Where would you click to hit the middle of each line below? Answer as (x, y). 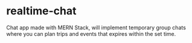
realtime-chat (41, 11)
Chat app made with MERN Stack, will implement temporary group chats (96, 27)
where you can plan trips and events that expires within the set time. (91, 33)
